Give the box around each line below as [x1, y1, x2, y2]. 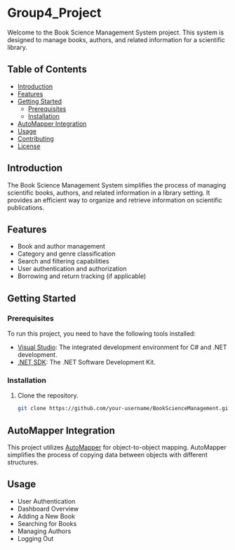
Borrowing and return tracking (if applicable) [17, 272, 147, 280]
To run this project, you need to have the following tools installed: [7, 329, 196, 338]
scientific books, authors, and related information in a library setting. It [7, 188, 210, 197]
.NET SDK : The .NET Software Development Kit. [17, 358, 156, 367]
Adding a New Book [17, 511, 76, 520]
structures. [7, 458, 39, 466]
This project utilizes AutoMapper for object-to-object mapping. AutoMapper [7, 443, 227, 452]
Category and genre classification [17, 249, 116, 258]
